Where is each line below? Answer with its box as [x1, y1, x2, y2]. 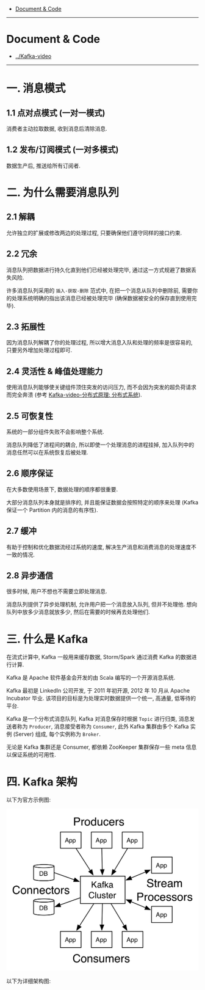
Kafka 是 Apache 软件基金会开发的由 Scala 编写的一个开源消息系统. [6, 674, 176, 682]
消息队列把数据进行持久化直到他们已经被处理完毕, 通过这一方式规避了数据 [6, 266, 191, 274]
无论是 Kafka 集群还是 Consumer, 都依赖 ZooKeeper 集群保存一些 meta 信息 [6, 743, 197, 751]
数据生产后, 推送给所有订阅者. [6, 162, 81, 169]
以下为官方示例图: [6, 796, 51, 804]
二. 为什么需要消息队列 [6, 186, 120, 199]
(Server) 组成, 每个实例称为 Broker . [13, 730, 101, 738]
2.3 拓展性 [6, 321, 46, 332]
